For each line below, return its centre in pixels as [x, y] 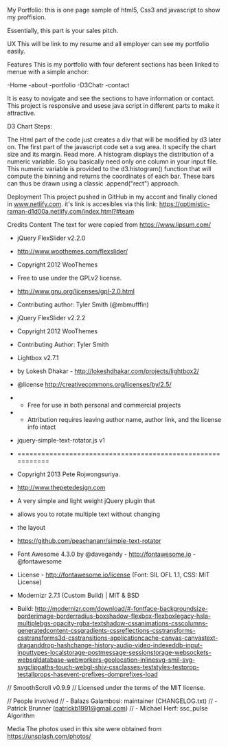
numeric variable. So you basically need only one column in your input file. [113, 161]
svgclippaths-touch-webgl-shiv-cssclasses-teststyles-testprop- [108, 667]
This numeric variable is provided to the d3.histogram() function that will [109, 169]
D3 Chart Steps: [30, 126]
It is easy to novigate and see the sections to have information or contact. [111, 98]
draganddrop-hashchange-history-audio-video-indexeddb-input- [110, 645]
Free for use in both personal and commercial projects [104, 405]
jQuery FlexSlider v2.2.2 [51, 318]
